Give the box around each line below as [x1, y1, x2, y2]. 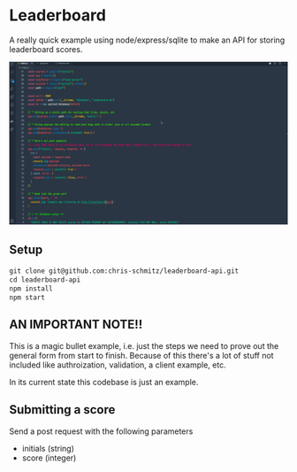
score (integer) [21, 453, 77, 463]
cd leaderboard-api [9, 275, 81, 284]
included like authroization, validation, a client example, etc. [9, 360, 227, 370]
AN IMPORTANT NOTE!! [9, 317, 143, 332]
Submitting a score [9, 402, 116, 417]
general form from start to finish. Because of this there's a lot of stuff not [9, 350, 274, 360]
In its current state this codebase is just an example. [9, 376, 199, 387]
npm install [9, 284, 53, 293]
